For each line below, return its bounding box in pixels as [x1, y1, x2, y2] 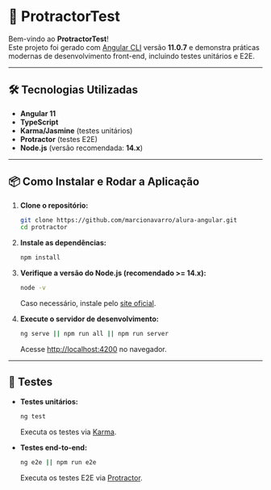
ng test [19, 412, 46, 421]
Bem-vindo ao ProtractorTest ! [8, 34, 109, 44]
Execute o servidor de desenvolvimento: [19, 314, 159, 324]
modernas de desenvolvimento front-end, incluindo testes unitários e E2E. [8, 51, 256, 61]
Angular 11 [19, 108, 56, 118]
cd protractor [19, 224, 68, 232]
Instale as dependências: [19, 238, 106, 248]
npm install [19, 253, 60, 262]
